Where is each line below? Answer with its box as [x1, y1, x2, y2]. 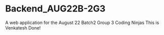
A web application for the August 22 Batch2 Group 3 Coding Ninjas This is [5, 19, 159, 25]
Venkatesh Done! [5, 24, 41, 30]
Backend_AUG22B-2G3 [5, 3, 106, 14]
